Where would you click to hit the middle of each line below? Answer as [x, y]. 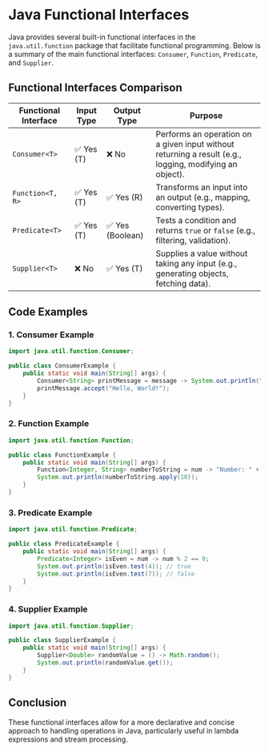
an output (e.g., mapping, [203, 197]
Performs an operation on [204, 134]
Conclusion [38, 703]
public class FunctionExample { [62, 455]
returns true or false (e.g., [206, 230]
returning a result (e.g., [199, 154]
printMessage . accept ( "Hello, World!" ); [104, 388]
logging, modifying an [197, 164]
